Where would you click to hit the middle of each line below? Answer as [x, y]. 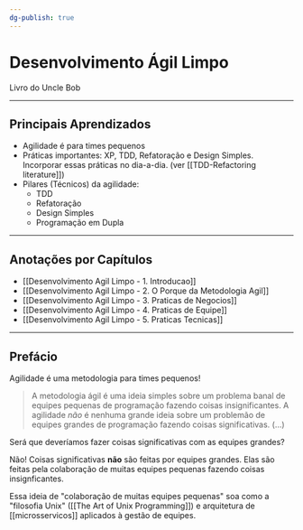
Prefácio [34, 356]
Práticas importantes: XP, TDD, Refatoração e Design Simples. [138, 155]
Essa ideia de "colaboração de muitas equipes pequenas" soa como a [139, 496]
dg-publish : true [42, 18]
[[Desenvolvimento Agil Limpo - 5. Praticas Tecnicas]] [123, 320]
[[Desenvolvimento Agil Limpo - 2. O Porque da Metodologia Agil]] [146, 291]
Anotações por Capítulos [81, 260]
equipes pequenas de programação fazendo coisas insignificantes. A [160, 405]
